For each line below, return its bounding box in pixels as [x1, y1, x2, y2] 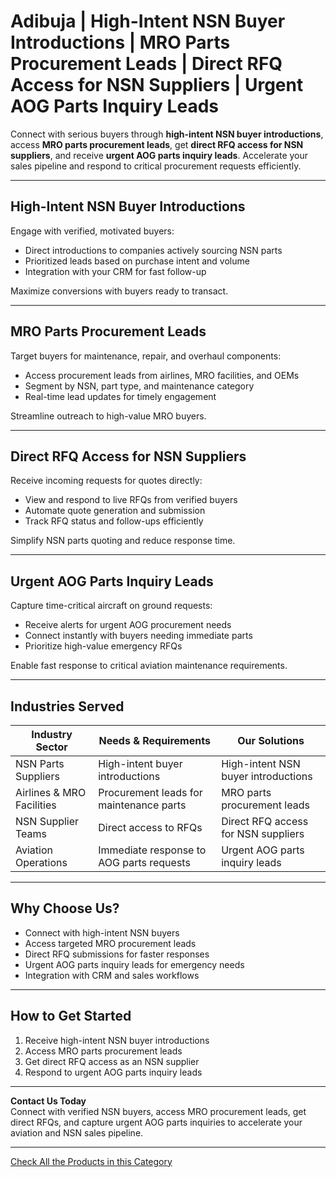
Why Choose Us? [10, 900, 120, 917]
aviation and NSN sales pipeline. [10, 1126, 144, 1139]
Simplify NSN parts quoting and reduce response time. [10, 535, 236, 547]
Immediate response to [98, 843, 207, 857]
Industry [31, 728, 73, 741]
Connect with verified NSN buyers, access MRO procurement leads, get [10, 1105, 307, 1117]
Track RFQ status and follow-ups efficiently [24, 515, 204, 527]
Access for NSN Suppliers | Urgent [10, 74, 304, 97]
